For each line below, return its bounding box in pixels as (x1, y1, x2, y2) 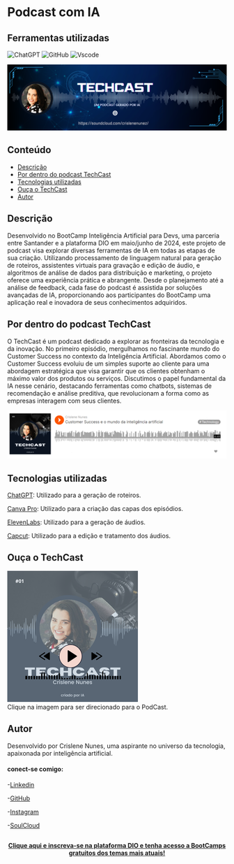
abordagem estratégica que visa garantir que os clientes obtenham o (7, 366, 205, 375)
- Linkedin (7, 780, 35, 789)
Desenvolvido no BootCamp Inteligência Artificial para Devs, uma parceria (7, 231, 220, 240)
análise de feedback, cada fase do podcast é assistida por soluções (7, 283, 203, 291)
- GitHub (7, 794, 31, 802)
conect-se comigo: (7, 765, 64, 773)
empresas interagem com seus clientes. (7, 396, 122, 405)
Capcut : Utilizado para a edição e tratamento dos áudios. (7, 532, 171, 540)
